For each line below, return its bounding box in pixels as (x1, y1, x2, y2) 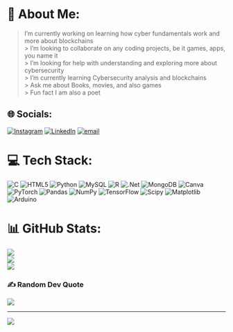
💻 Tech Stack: (7, 152, 93, 168)
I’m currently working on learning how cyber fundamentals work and (24, 29, 221, 38)
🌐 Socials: (7, 108, 53, 120)
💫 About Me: (7, 6, 80, 22)
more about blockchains (24, 36, 94, 44)
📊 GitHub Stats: (7, 220, 102, 236)
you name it (24, 51, 58, 60)
